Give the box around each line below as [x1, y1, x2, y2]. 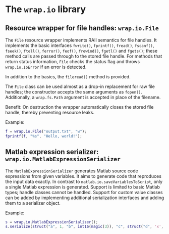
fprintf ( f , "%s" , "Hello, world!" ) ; [5, 133, 82, 138]
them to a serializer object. [5, 200, 61, 206]
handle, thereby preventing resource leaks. [5, 110, 95, 115]
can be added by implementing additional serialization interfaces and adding [5, 195, 164, 201]
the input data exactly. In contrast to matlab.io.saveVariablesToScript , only [5, 178, 163, 184]
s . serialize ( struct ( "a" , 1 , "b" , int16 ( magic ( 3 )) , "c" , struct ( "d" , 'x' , [5, 224, 164, 229]
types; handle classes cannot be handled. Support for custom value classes [5, 189, 163, 195]
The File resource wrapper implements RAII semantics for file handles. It [5, 37, 157, 43]
